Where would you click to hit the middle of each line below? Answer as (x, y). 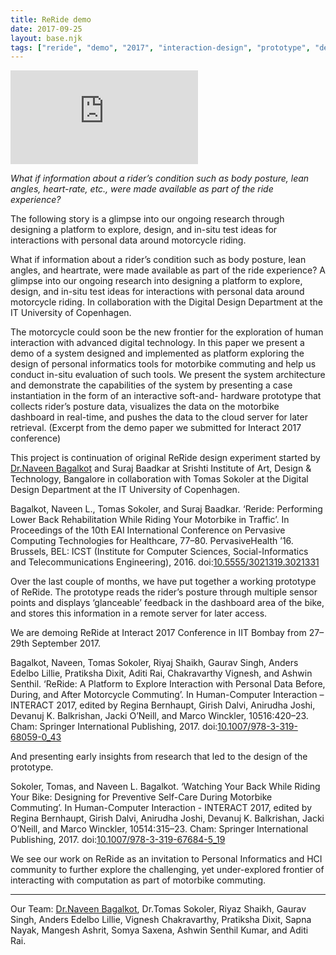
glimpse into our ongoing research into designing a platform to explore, (156, 281)
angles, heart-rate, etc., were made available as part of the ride (142, 189)
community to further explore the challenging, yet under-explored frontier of (167, 870)
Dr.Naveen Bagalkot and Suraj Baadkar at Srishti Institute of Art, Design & (161, 468)
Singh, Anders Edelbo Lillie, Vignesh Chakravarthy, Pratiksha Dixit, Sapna (161, 920)
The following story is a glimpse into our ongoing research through (147, 219)
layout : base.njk (46, 38)
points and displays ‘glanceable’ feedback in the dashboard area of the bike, (167, 603)
